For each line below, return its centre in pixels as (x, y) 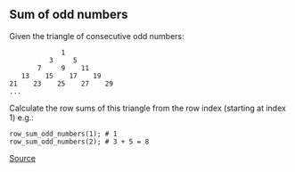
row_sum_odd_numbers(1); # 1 (63, 134)
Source (22, 158)
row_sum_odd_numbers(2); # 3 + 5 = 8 (79, 142)
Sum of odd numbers (69, 15)
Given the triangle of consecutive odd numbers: (97, 36)
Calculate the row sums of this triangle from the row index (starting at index (148, 108)
